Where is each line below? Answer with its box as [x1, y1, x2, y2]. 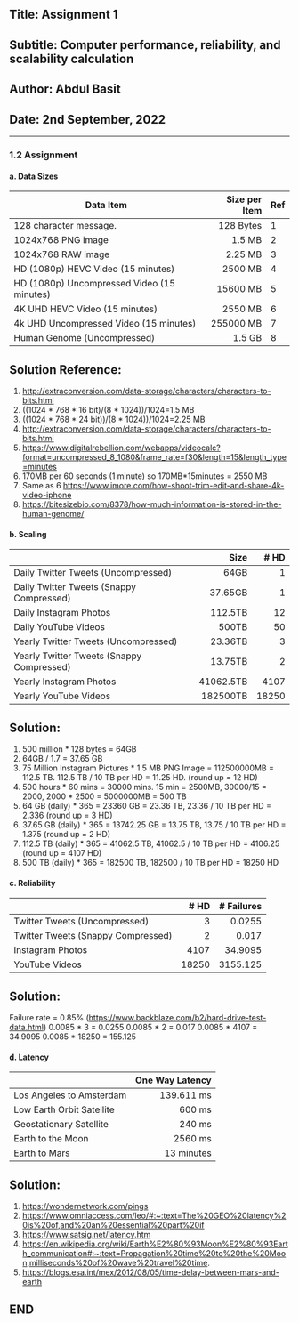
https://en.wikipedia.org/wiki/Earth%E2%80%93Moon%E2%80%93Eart [21, 1238, 289, 1249]
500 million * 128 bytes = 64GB [21, 743, 137, 754]
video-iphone [21, 489, 72, 500]
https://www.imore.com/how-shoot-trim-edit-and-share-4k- [62, 480, 285, 490]
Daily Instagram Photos [13, 607, 111, 619]
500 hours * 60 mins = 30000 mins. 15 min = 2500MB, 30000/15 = [21, 781, 267, 792]
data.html [9, 1021, 44, 1032]
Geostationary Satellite [13, 1118, 109, 1131]
